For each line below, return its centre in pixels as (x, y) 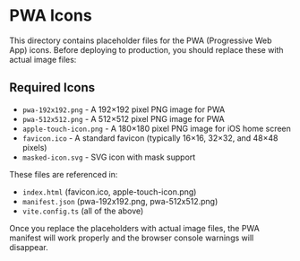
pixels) (34, 147)
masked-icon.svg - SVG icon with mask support (109, 157)
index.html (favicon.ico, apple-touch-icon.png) (109, 191)
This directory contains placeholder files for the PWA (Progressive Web (141, 40)
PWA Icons (51, 16)
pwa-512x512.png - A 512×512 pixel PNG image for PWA (124, 118)
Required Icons (52, 87)
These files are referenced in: (64, 174)
